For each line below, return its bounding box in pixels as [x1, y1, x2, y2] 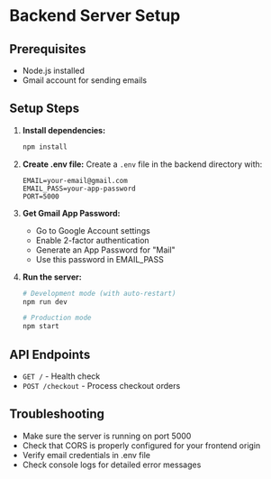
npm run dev [22, 297, 68, 307]
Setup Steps [9, 101, 79, 116]
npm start [22, 322, 60, 331]
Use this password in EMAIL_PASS [35, 253, 164, 264]
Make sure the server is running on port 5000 [22, 430, 192, 441]
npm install [22, 142, 68, 152]
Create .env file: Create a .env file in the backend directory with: [22, 159, 263, 170]
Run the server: [22, 272, 83, 282]
